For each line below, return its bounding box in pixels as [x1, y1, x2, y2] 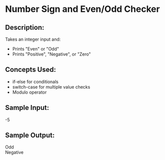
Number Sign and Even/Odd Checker [5, 3, 160, 15]
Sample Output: [5, 131, 55, 140]
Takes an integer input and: [5, 36, 61, 42]
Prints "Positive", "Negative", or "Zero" [12, 51, 91, 57]
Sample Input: [5, 104, 50, 112]
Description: [5, 23, 45, 32]
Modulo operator [12, 89, 47, 95]
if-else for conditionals [12, 78, 58, 85]
